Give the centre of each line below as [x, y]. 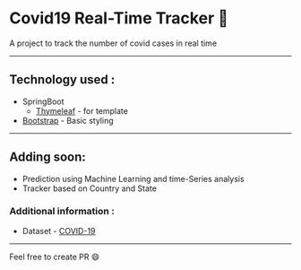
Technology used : [62, 80]
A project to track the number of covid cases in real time [113, 43]
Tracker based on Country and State [89, 188]
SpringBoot [43, 101]
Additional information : [62, 212]
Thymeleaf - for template [82, 110]
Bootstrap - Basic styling [68, 120]
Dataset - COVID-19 [59, 231]
